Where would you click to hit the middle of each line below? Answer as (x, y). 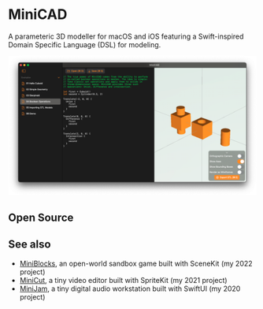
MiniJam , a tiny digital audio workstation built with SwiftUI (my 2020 (130, 289)
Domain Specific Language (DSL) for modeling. (85, 44)
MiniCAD (38, 15)
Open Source (41, 217)
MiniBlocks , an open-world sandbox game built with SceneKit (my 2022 (136, 263)
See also (30, 245)
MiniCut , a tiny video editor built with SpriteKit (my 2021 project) (123, 280)
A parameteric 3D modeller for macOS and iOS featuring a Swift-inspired (126, 36)
